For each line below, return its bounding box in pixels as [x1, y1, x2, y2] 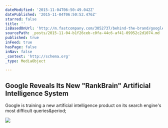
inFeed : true [5, 40, 32, 45]
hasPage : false [5, 44, 37, 49]
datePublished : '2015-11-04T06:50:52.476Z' [5, 12, 97, 17]
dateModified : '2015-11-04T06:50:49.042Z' [5, 7, 95, 12]
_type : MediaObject [5, 58, 46, 63]
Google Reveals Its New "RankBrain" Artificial [5, 81, 151, 90]
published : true [5, 35, 39, 40]
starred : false [5, 16, 37, 21]
